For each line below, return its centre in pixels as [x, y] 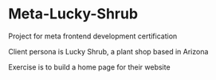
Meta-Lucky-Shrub [73, 14]
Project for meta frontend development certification [93, 36]
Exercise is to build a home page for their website [89, 67]
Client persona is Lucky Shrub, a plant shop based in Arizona [108, 51]
